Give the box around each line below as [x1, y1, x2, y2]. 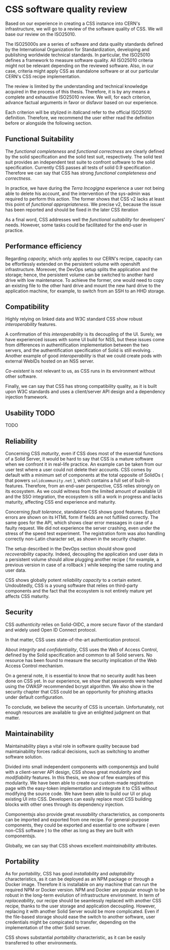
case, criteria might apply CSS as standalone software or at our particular [5, 68, 159, 74]
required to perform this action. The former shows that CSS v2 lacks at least [5, 195, 165, 202]
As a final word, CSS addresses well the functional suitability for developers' [5, 216, 165, 222]
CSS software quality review [5, 4, 127, 15]
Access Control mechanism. [5, 663, 64, 669]
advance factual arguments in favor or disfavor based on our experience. [5, 99, 158, 105]
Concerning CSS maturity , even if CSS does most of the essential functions [5, 450, 163, 456]
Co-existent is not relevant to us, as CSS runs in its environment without [5, 368, 156, 374]
